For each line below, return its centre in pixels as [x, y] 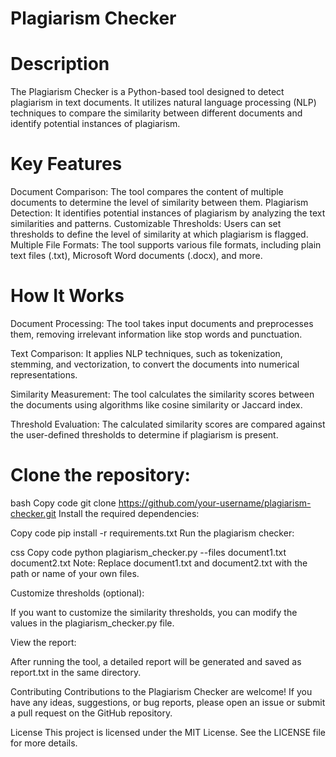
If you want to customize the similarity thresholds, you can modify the [154, 612]
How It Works [67, 296]
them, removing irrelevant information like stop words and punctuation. [156, 334]
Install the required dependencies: [129, 513]
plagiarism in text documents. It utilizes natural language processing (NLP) [163, 103]
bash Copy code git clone [63, 503]
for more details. [44, 743]
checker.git [33, 513]
